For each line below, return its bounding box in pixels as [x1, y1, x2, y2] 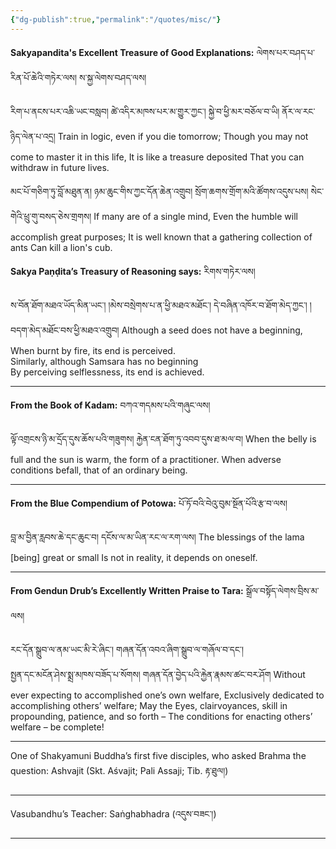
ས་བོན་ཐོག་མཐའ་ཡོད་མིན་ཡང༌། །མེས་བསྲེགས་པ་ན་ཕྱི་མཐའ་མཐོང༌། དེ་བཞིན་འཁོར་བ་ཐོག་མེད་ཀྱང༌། [10, 299, 308, 311]
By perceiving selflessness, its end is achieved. [10, 366, 205, 378]
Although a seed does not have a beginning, [121, 324, 303, 336]
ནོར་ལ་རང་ [281, 105, 316, 117]
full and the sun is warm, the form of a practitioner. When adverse [10, 453, 282, 465]
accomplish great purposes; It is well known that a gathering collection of [10, 231, 313, 243]
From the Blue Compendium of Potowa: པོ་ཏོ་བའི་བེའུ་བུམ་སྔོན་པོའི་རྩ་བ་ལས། [10, 497, 288, 509]
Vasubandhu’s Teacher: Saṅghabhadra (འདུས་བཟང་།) [10, 807, 217, 820]
